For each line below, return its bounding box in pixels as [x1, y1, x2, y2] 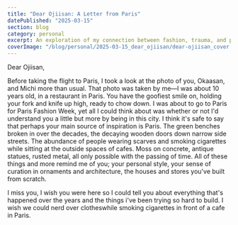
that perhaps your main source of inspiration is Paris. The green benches [7, 122, 221, 130]
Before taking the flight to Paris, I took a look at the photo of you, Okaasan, [7, 77, 225, 85]
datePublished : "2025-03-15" [7, 17, 93, 24]
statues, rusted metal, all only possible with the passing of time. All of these [7, 152, 228, 160]
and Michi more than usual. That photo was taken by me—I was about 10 [7, 84, 220, 92]
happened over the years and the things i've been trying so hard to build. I [7, 196, 224, 204]
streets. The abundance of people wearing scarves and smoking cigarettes [7, 137, 227, 146]
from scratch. [7, 175, 47, 183]
